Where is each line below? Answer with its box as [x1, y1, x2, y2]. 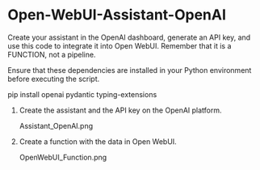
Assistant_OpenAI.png [19, 121, 94, 130]
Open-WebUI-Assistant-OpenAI [7, 6, 227, 24]
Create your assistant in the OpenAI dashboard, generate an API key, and [7, 32, 251, 42]
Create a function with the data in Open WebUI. [19, 136, 177, 147]
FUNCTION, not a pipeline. [7, 49, 96, 59]
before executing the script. [7, 74, 100, 83]
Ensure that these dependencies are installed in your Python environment [7, 65, 252, 74]
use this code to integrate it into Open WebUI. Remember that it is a [7, 40, 232, 50]
